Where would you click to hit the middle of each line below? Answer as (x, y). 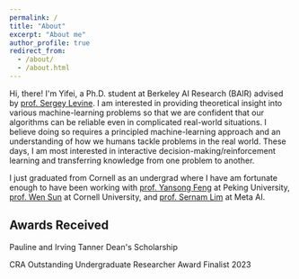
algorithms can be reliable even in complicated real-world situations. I (138, 121)
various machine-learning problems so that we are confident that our (137, 112)
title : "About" (38, 26)
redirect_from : (38, 51)
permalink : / (34, 18)
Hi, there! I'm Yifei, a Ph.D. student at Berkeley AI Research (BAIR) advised (146, 93)
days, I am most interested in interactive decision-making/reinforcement (143, 150)
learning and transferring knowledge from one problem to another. (132, 160)
